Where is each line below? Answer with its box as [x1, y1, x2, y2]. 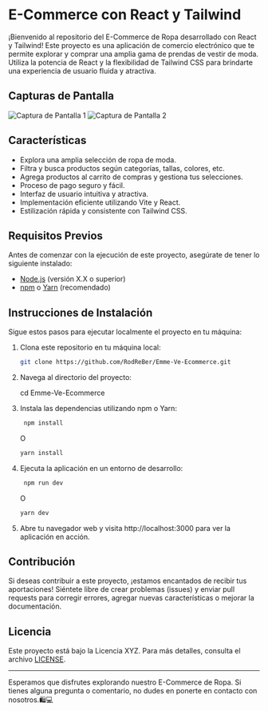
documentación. [8, 601, 62, 611]
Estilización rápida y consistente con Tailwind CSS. [19, 206, 187, 215]
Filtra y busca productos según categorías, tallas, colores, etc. [19, 163, 225, 173]
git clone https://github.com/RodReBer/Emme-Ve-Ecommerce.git [19, 358, 231, 366]
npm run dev [23, 478, 64, 487]
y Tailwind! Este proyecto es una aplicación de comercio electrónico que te [8, 40, 255, 50]
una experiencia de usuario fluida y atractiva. [8, 66, 157, 75]
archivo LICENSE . [8, 654, 66, 665]
